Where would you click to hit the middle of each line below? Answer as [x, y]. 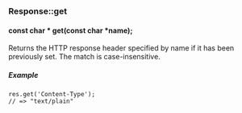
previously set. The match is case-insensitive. [85, 57]
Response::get [38, 11]
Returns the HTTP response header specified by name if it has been [121, 48]
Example [23, 75]
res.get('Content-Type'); [52, 95]
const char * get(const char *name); [71, 30]
